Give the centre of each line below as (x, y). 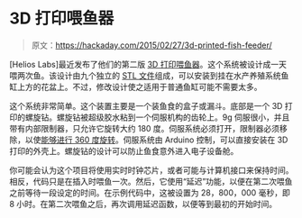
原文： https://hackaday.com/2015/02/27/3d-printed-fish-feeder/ (151, 45)
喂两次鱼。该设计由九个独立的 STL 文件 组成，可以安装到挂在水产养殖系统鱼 (149, 75)
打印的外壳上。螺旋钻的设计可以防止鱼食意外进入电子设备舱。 (124, 150)
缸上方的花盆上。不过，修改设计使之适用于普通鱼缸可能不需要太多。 (136, 86)
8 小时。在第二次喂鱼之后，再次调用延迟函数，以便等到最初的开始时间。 (143, 204)
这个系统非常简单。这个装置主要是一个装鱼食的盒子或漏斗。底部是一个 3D (146, 105)
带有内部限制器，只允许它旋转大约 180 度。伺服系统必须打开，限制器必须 (145, 128)
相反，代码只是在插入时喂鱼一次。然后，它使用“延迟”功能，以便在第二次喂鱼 (151, 181)
